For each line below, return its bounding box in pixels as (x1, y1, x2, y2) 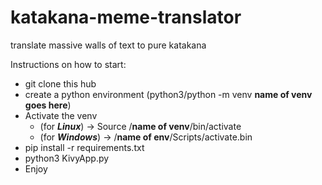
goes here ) (24, 99, 72, 111)
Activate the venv (24, 109, 98, 121)
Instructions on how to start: (10, 58, 127, 70)
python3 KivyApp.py (24, 152, 110, 164)
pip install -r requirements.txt (24, 141, 145, 153)
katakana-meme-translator (10, 6, 242, 29)
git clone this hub (24, 77, 97, 90)
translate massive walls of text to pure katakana (10, 39, 207, 51)
